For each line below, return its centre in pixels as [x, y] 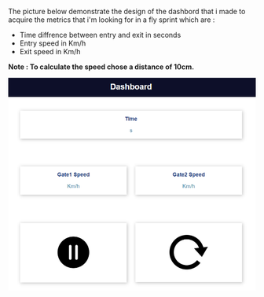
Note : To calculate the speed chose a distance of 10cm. [101, 67]
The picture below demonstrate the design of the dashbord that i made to [127, 11]
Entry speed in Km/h [53, 43]
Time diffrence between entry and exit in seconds [100, 35]
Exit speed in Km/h [50, 51]
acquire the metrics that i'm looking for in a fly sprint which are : [112, 20]
